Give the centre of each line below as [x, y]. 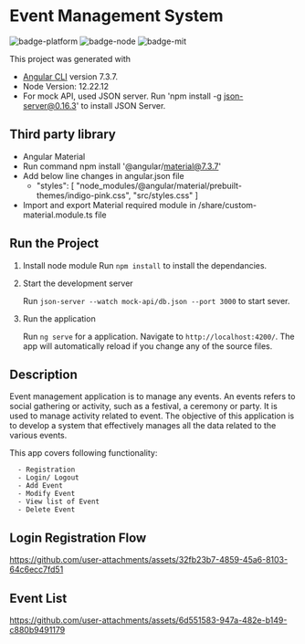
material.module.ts [58, 215]
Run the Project [54, 243]
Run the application [59, 318]
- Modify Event [47, 494]
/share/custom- [227, 205]
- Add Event [41, 486]
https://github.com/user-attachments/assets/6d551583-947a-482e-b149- [148, 620]
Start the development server [78, 283]
